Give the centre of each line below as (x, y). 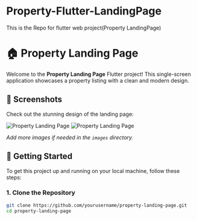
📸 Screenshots (34, 100)
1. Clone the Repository (41, 193)
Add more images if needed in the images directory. (70, 137)
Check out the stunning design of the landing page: (70, 114)
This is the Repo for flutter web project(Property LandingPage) (84, 28)
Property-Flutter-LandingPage (84, 11)
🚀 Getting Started (39, 156)
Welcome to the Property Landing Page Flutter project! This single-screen (99, 74)
